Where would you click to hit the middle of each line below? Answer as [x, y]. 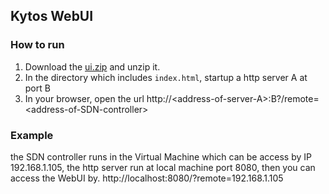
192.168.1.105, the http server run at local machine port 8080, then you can [163, 167]
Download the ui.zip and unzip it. [92, 66]
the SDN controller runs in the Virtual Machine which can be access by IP [161, 156]
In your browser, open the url [84, 98]
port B [37, 88]
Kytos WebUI [52, 16]
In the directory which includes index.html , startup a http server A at [166, 77]
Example [32, 135]
